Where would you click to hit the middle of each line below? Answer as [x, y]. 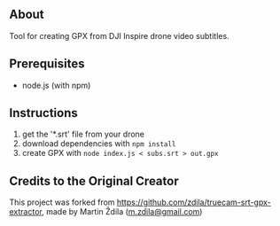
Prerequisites [47, 64]
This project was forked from [62, 202]
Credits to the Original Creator [94, 181]
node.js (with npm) [56, 85]
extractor [26, 212]
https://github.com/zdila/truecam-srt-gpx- [194, 202]
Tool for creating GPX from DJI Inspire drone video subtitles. [119, 35]
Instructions [43, 113]
